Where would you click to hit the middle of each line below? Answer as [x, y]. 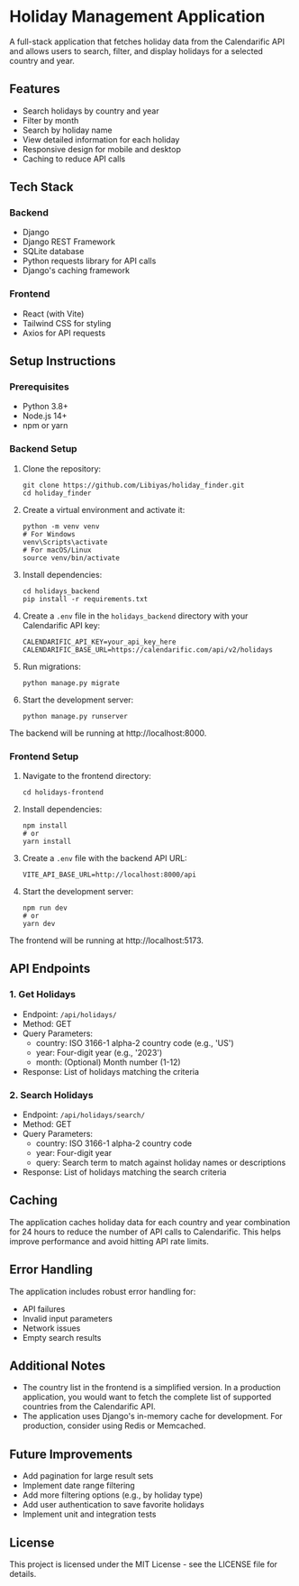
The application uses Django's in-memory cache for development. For [153, 1416]
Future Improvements [71, 1454]
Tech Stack [41, 187]
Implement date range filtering [78, 1486]
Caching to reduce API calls [74, 159]
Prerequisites [39, 387]
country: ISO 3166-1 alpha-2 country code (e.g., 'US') [135, 1042]
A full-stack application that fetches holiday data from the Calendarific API [147, 41]
